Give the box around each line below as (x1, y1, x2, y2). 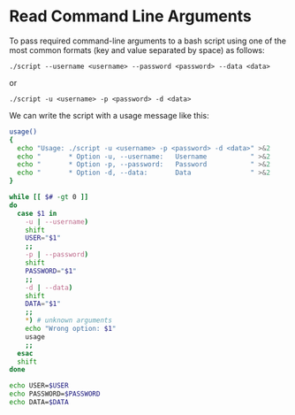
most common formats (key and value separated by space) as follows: (9, 44, 265, 55)
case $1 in (17, 209, 57, 218)
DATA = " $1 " (25, 299, 62, 309)
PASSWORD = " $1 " (25, 266, 77, 275)
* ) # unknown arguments (25, 316, 113, 325)
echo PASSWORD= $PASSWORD (9, 389, 101, 399)
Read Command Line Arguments (9, 6, 252, 27)
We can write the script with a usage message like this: (9, 110, 209, 120)
